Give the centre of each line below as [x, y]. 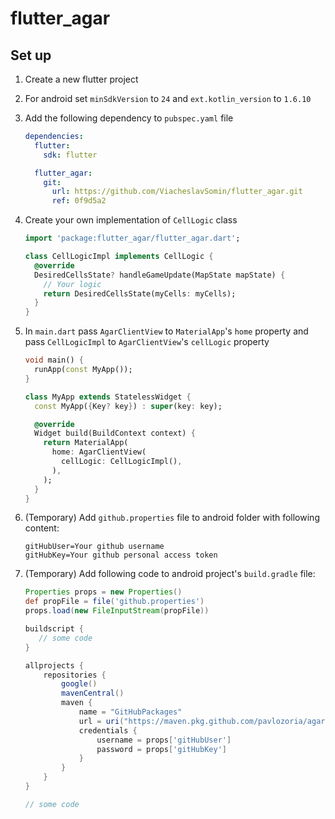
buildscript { [54, 629]
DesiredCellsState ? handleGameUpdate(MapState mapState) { [160, 275]
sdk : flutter [70, 155]
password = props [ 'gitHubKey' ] [161, 749]
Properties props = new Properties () [103, 592]
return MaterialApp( [86, 443]
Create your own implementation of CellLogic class [131, 220]
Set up [31, 55]
